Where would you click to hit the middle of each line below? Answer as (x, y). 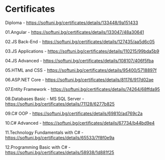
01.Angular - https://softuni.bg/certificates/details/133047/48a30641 (75, 32)
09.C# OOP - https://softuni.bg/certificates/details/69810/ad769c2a (74, 113)
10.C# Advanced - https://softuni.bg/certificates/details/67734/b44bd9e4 (80, 123)
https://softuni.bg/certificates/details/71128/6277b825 (60, 104)
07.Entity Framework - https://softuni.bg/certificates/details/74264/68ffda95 (82, 89)
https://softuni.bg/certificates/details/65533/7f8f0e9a (60, 137)
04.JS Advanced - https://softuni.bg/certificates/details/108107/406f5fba (80, 60)
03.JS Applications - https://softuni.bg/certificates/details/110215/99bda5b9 (82, 51)
